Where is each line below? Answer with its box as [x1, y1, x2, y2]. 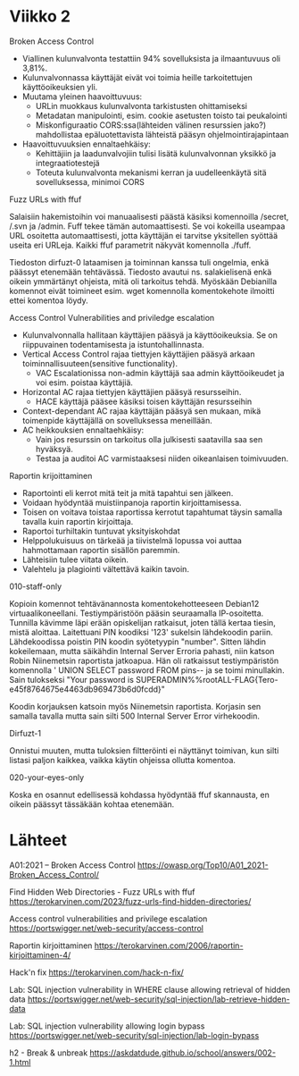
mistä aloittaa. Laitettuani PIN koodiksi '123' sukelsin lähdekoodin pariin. [9, 626, 274, 637]
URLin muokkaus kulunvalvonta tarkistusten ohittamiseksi [35, 100, 248, 111]
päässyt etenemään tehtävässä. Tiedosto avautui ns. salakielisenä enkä [9, 266, 272, 277]
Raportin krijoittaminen [9, 470, 93, 481]
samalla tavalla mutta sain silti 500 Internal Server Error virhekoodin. [9, 710, 261, 721]
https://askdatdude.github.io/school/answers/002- [89, 1047, 277, 1058]
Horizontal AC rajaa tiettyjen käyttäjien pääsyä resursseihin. [21, 386, 242, 397]
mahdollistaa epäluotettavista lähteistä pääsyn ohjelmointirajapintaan [35, 129, 289, 139]
